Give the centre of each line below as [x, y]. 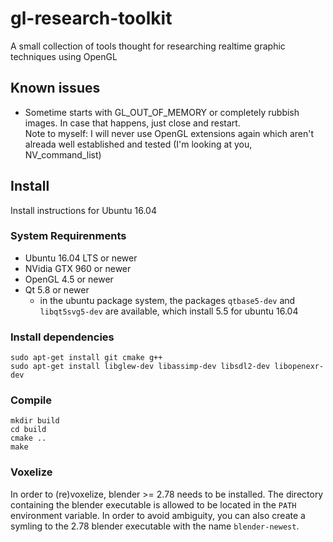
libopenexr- [299, 367]
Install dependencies [62, 337]
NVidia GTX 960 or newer [78, 268]
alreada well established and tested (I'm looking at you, [138, 144]
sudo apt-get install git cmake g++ [86, 358]
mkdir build [35, 421]
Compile [31, 400]
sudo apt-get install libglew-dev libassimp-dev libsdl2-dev [140, 367]
